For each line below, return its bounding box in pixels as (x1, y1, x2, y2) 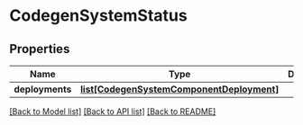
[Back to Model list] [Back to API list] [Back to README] (9, 106, 216, 117)
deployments (14, 83, 72, 95)
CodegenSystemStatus (9, 5, 188, 26)
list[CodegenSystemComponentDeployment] (80, 83, 280, 95)
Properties (9, 41, 70, 57)
